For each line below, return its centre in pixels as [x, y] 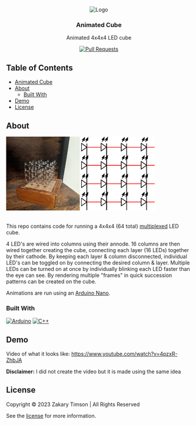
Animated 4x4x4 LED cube [99, 38]
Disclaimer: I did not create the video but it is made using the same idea [94, 372]
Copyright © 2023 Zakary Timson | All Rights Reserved [73, 404]
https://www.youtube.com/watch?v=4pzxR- [124, 354]
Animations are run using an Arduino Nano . [58, 293]
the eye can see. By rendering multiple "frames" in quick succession [89, 275]
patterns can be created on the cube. [51, 281]
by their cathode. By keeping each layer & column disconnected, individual [97, 256]
